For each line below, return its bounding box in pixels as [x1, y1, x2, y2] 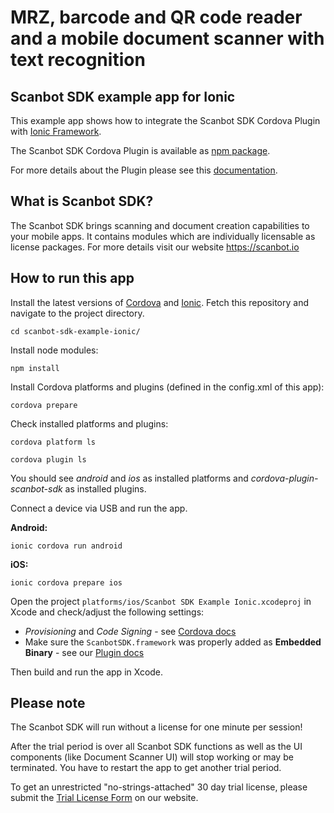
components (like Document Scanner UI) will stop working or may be [10, 751, 294, 763]
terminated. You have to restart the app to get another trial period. [10, 762, 282, 774]
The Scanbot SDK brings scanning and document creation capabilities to [10, 219, 310, 231]
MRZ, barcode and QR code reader [10, 6, 303, 29]
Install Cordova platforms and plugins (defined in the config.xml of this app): [10, 381, 325, 393]
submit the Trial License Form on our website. [10, 792, 199, 804]
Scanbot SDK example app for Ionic [10, 88, 236, 105]
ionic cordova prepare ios [10, 577, 123, 588]
